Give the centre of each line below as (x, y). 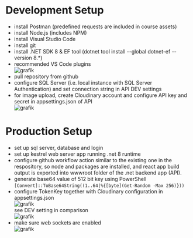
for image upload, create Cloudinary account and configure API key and (101, 95)
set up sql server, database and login (58, 148)
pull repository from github (46, 76)
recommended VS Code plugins (52, 64)
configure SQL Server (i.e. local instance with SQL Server (83, 82)
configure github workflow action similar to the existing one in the (93, 160)
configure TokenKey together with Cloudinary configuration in (88, 191)
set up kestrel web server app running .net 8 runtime (77, 154)
